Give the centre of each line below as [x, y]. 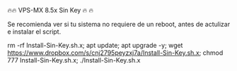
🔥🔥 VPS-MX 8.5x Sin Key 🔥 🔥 [51, 10]
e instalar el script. [34, 32]
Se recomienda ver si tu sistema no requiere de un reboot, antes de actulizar [119, 24]
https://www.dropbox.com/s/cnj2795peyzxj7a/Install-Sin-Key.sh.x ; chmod [115, 53]
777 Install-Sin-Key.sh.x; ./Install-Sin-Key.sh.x [74, 60]
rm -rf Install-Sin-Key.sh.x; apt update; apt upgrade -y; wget [95, 45]
